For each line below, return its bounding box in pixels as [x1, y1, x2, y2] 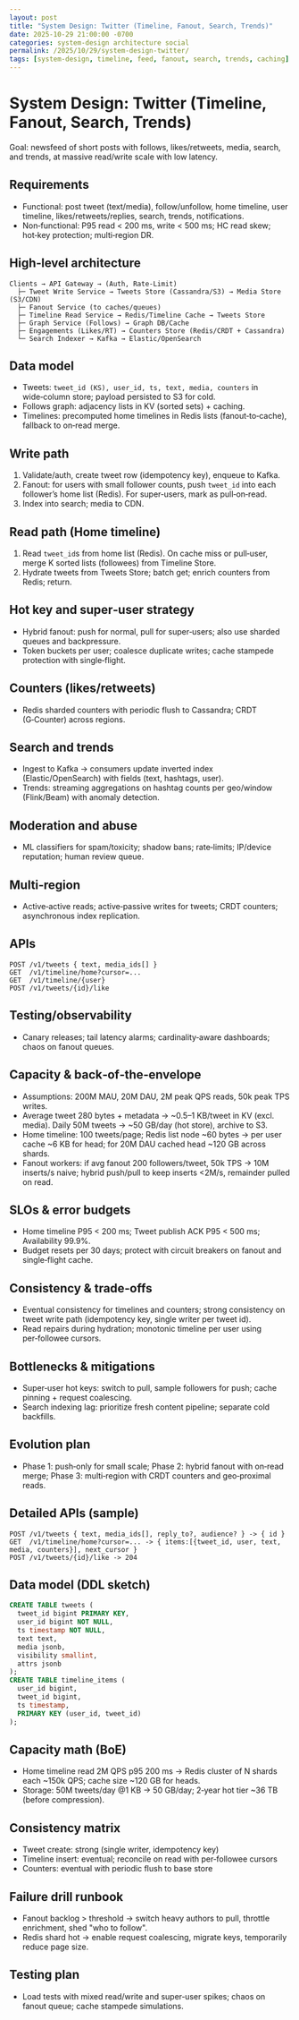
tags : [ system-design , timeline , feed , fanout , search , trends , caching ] [9, 55, 290, 64]
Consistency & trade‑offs [9, 1281, 153, 1296]
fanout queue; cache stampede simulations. [21, 2000, 185, 2011]
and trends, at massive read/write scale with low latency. [9, 151, 219, 162]
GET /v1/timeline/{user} [9, 976, 105, 984]
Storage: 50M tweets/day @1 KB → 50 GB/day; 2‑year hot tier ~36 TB [21, 1785, 278, 1795]
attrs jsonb [17, 1659, 62, 1668]
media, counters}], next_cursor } [9, 1545, 138, 1554]
